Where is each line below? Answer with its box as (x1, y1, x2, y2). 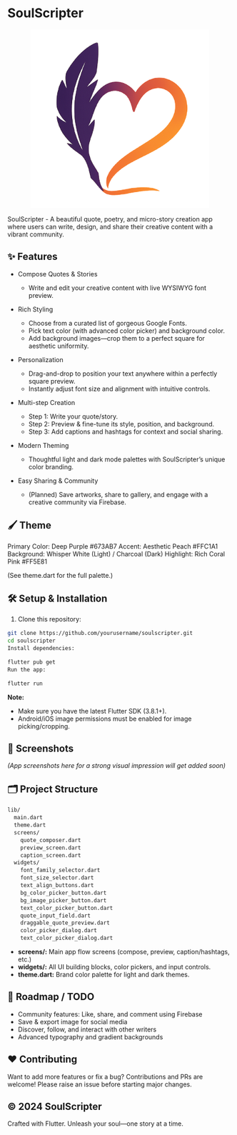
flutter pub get (7, 659, 56, 666)
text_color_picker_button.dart (20, 904, 114, 911)
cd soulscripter (7, 637, 56, 644)
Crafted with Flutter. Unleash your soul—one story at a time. (7, 1119, 183, 1128)
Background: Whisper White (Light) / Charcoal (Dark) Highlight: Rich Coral (7, 549, 226, 558)
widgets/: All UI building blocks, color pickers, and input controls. (17, 963, 211, 971)
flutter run (7, 680, 43, 687)
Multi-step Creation (17, 398, 76, 406)
